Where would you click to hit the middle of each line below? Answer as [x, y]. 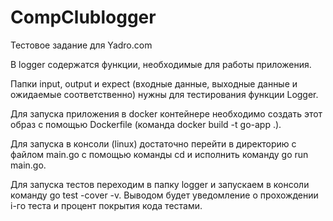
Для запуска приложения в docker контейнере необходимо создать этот [166, 113]
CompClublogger [83, 17]
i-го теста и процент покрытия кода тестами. [106, 205]
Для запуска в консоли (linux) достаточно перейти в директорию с [153, 143]
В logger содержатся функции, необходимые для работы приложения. [161, 64]
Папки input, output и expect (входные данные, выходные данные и [154, 83]
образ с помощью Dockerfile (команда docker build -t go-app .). [146, 124]
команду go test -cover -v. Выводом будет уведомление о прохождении [164, 195]
